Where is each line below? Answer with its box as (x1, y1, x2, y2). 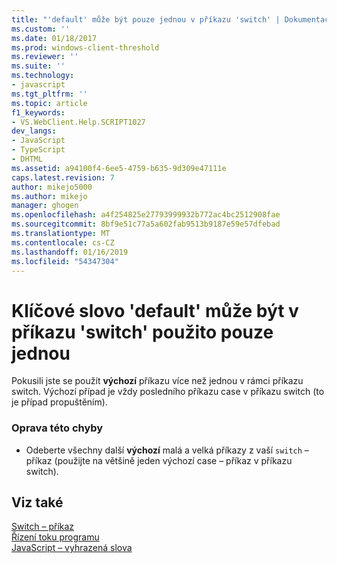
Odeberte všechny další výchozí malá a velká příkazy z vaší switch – (25, 444, 309, 456)
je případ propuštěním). (11, 396, 108, 408)
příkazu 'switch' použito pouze (11, 321, 274, 343)
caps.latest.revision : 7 (11, 172, 115, 183)
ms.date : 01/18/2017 (11, 33, 98, 43)
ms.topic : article (11, 98, 88, 108)
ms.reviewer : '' (11, 52, 79, 62)
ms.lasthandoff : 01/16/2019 (11, 247, 129, 257)
